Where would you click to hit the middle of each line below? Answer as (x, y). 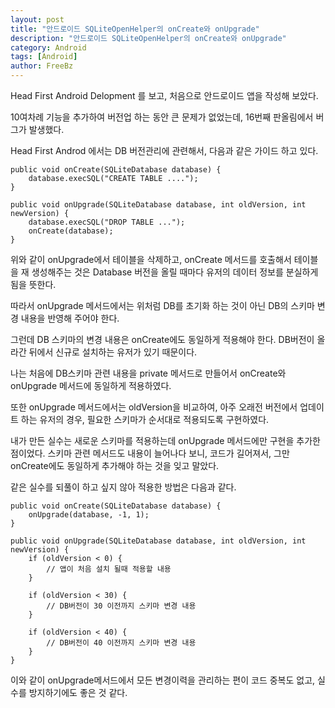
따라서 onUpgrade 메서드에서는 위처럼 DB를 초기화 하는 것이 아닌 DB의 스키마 (162, 305)
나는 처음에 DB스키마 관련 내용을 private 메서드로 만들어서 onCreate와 (148, 373)
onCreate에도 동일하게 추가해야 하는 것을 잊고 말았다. (115, 465)
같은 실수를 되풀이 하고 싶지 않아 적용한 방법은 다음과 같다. (123, 487)
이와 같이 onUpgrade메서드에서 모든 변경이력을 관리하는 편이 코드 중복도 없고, (163, 680)
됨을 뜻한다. (33, 284)
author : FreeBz (42, 66)
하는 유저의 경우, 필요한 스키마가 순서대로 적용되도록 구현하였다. (145, 419)
